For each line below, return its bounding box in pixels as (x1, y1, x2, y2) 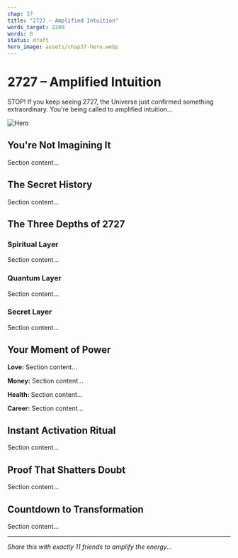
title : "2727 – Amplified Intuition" (7, 17, 119, 24)
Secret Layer (7, 307, 52, 317)
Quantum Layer (7, 273, 62, 283)
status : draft (7, 37, 50, 44)
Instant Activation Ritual (7, 425, 116, 437)
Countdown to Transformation (7, 503, 144, 515)
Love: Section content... (7, 363, 78, 371)
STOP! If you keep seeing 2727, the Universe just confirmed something (7, 97, 214, 106)
